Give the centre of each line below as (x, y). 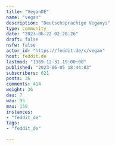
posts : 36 (18, 78)
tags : (13, 123)
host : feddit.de (26, 56)
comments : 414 (24, 84)
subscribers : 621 (28, 73)
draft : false (22, 39)
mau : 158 (17, 106)
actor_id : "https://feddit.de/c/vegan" (56, 51)
